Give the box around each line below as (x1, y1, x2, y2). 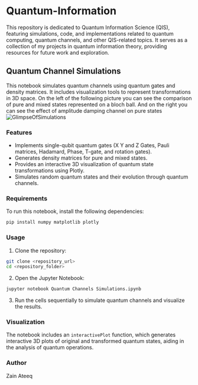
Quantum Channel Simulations (6, 66, 121, 77)
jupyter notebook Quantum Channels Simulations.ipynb (6, 286, 142, 292)
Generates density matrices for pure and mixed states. (14, 154, 148, 161)
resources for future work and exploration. (6, 49, 109, 56)
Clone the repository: (14, 247, 67, 254)
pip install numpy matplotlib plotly (6, 219, 99, 225)
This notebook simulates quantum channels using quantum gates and (6, 82, 176, 89)
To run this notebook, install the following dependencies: (6, 208, 144, 215)
